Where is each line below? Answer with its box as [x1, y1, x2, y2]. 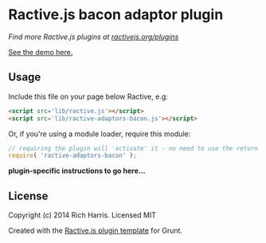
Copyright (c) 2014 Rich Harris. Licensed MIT [8, 210, 157, 220]
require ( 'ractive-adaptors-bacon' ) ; [8, 151, 137, 160]
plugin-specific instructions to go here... [8, 166, 146, 176]
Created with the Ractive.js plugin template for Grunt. [8, 225, 183, 236]
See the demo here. [8, 47, 73, 57]
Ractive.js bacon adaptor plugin [8, 6, 224, 24]
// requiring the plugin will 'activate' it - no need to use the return [8, 144, 259, 152]
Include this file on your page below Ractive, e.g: [8, 92, 169, 101]
